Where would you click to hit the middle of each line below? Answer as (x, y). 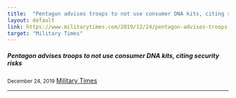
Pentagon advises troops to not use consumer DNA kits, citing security (113, 55)
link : (15, 27)
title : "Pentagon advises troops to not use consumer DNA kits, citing (116, 14)
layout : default (31, 20)
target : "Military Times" (45, 33)
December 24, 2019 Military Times (52, 80)
